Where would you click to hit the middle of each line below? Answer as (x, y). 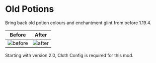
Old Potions (30, 9)
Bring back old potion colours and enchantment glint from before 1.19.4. (78, 23)
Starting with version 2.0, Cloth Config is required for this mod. (69, 55)
